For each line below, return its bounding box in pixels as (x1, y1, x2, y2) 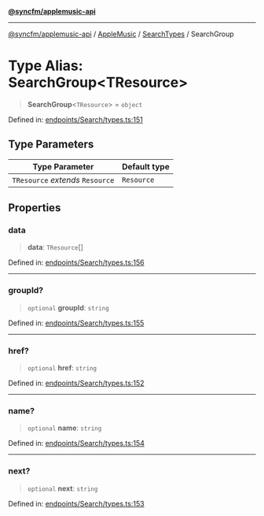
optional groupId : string (27, 303, 110, 312)
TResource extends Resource (12, 174, 115, 185)
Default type (121, 161, 170, 172)
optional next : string (27, 484, 98, 493)
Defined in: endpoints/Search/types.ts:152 (8, 378, 145, 388)
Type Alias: (8, 57, 84, 75)
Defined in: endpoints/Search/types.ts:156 (8, 258, 145, 267)
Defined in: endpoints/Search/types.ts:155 (8, 318, 145, 328)
